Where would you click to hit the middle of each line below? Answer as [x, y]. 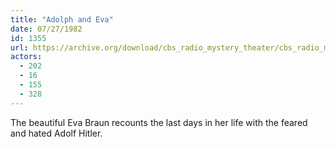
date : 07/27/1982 [46, 29]
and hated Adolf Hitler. [56, 133]
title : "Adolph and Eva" [62, 19]
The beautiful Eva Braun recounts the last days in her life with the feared [159, 122]
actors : [26, 57]
